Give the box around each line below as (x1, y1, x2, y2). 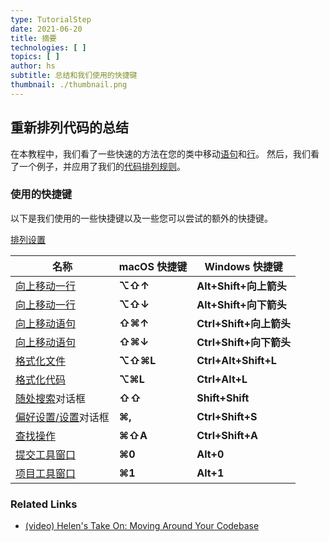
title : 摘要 (10, 33, 57, 43)
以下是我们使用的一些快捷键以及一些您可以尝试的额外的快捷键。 (10, 212, 273, 224)
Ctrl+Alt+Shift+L (196, 353, 277, 367)
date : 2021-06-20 (10, 24, 83, 34)
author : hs (10, 61, 56, 71)
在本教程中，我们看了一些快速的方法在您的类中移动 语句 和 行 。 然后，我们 (10, 147, 311, 160)
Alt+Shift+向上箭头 (196, 279, 287, 293)
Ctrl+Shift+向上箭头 (196, 316, 292, 330)
